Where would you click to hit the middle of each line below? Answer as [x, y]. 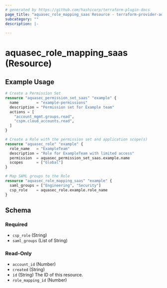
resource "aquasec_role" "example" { [44, 144]
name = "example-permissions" [49, 103]
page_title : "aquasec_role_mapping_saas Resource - [60, 14]
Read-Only [19, 254]
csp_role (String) [30, 235]
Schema [18, 210]
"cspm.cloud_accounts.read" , [44, 121]
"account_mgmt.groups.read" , [44, 117]
